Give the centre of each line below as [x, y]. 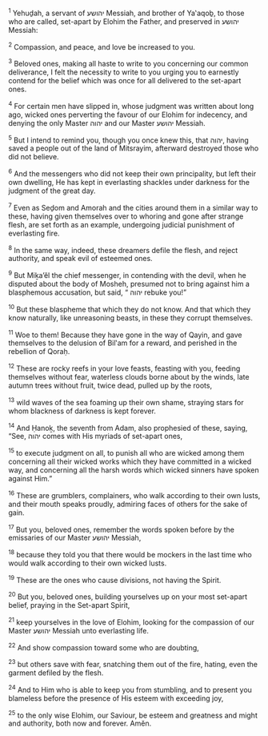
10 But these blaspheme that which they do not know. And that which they [130, 308]
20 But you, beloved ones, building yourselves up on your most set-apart [128, 596]
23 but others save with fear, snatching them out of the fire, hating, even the [133, 664]
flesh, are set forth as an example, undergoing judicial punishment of [122, 224]
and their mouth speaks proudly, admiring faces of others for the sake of [128, 504]
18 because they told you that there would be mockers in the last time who [130, 554]
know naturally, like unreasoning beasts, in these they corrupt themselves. [131, 318]
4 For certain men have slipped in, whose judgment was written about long [131, 105]
